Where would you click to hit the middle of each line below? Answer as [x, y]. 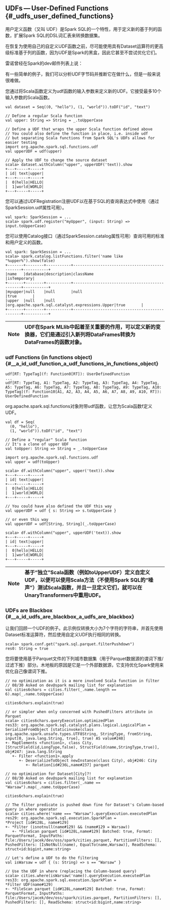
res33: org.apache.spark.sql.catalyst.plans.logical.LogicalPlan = [78, 725]
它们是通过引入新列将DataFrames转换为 [88, 335]
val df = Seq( [20, 422]
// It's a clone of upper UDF [37, 444]
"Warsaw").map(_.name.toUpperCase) [43, 787]
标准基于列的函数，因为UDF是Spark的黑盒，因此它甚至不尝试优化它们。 [84, 52]
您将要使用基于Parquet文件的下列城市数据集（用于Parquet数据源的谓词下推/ [84, 659]
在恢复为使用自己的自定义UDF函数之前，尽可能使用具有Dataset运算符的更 [82, 46]
